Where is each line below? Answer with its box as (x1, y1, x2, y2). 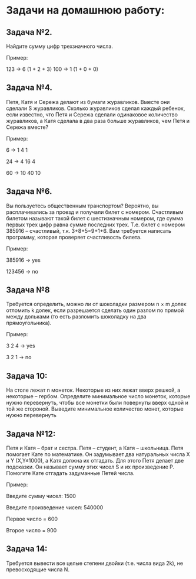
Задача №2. (6, 27, 52, 37)
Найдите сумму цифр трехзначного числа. (6, 43, 114, 50)
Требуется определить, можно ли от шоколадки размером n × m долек (6, 301, 187, 308)
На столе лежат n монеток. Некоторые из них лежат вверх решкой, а (6, 386, 181, 393)
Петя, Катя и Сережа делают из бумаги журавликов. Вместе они (6, 98, 170, 105)
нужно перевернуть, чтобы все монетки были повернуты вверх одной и (6, 399, 188, 406)
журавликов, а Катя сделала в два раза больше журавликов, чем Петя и (6, 117, 190, 124)
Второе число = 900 (6, 527, 57, 534)
